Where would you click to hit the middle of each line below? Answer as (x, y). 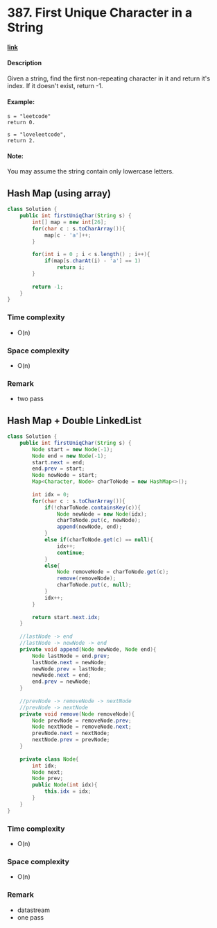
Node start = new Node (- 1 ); (72, 449)
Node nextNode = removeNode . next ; (82, 727)
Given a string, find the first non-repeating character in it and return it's (108, 78)
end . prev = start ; (59, 469)
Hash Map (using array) (59, 193)
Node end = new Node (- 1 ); (70, 456)
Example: (21, 101)
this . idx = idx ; (68, 792)
